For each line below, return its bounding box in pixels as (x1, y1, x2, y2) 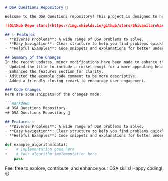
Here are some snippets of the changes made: (5, 92, 101, 97)
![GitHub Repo (5, 23, 35, 28)
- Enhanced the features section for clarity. (5, 69, 104, 74)
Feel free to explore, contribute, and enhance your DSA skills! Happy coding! (5, 165, 163, 171)
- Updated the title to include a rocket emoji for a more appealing (5, 64, 153, 69)
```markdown (5, 101, 30, 106)
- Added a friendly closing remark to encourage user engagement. (5, 78, 146, 83)
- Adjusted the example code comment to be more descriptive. (5, 73, 137, 79)
